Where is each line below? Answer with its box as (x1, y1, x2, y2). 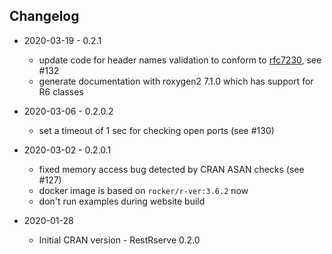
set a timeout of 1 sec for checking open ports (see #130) (38, 124, 275, 136)
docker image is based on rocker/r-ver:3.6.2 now (38, 184, 249, 196)
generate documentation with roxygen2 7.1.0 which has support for (38, 75, 314, 87)
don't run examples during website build (38, 195, 206, 207)
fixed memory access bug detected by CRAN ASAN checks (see (38, 163, 305, 175)
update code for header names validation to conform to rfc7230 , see (38, 54, 322, 66)
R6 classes (38, 85, 84, 98)
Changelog (9, 8, 80, 25)
